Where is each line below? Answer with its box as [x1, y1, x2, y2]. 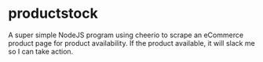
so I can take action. [8, 46, 74, 56]
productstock [8, 5, 98, 22]
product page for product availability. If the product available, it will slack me [8, 38, 255, 47]
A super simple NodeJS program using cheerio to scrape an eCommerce [8, 30, 244, 40]
